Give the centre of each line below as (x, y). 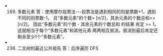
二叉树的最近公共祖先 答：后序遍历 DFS (58, 48)
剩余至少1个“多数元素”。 (42, 36)
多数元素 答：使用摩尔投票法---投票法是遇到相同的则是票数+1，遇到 (86, 11)
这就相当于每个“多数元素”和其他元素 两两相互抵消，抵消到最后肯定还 (87, 30)
